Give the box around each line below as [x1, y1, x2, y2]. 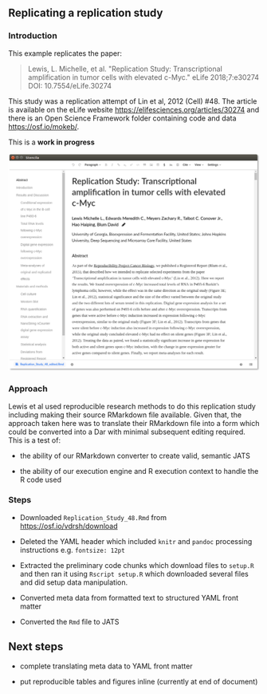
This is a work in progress [8, 137, 96, 147]
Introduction [8, 30, 57, 41]
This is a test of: [8, 435, 61, 445]
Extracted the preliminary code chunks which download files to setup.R [19, 560, 254, 570]
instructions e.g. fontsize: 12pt [19, 545, 125, 554]
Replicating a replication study [8, 6, 163, 20]
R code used [19, 475, 62, 484]
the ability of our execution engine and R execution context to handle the [19, 466, 259, 475]
